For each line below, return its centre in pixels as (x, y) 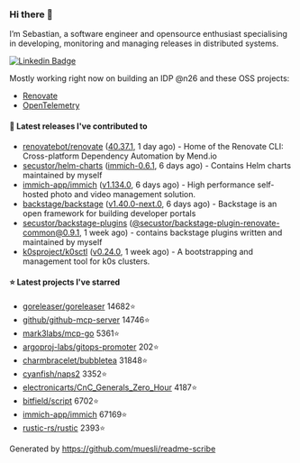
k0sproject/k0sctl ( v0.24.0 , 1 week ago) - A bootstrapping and (138, 251)
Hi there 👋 (32, 14)
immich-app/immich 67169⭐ (75, 414)
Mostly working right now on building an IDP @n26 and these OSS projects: (150, 78)
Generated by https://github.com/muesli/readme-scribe (113, 449)
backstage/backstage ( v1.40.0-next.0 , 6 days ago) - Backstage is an (150, 204)
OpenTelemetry (51, 105)
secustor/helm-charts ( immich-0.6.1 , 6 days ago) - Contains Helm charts (156, 165)
